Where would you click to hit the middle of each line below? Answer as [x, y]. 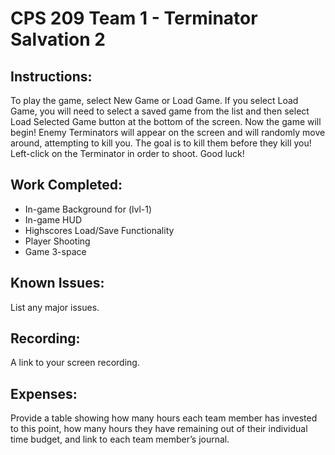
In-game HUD [53, 219]
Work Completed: [66, 185]
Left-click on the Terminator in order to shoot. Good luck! [127, 153]
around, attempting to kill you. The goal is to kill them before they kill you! [161, 143]
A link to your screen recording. [75, 363]
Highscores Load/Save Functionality [99, 230]
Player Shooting [57, 241]
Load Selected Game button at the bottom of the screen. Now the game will [166, 121]
